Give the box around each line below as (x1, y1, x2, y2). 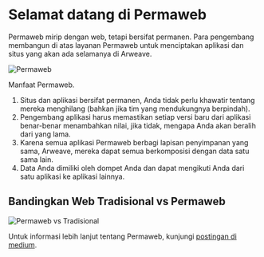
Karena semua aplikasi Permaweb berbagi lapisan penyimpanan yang (19, 137, 249, 147)
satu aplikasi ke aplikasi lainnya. (19, 172, 125, 181)
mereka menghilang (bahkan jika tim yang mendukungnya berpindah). (19, 104, 250, 113)
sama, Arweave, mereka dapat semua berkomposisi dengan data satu (19, 146, 250, 156)
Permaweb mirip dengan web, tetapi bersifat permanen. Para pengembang (8, 32, 254, 42)
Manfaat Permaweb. (8, 80, 75, 89)
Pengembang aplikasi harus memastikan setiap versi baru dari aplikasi (19, 112, 251, 121)
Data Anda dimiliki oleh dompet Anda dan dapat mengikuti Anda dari (19, 163, 245, 172)
